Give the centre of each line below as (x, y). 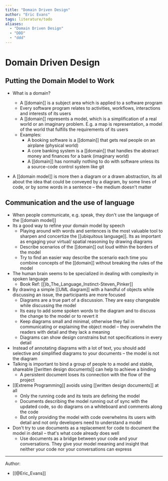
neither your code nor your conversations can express (76, 449)
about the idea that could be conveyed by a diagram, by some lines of (84, 181)
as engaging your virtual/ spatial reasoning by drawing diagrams (86, 242)
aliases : (14, 24)
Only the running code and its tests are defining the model (80, 396)
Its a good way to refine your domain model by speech (68, 225)
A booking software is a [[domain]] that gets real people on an (91, 140)
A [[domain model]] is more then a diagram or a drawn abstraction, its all (87, 176)
